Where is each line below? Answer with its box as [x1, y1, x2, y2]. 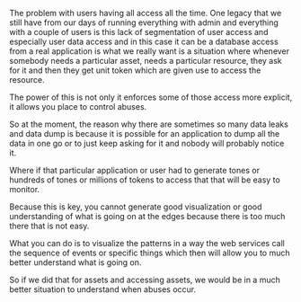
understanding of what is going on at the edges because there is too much [9, 211, 286, 221]
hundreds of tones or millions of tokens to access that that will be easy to [9, 174, 280, 185]
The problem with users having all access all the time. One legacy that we [9, 8, 282, 18]
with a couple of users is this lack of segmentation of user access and [9, 27, 269, 37]
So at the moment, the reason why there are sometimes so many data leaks [9, 119, 289, 129]
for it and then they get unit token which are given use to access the [9, 65, 261, 75]
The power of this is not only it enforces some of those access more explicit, [9, 92, 293, 102]
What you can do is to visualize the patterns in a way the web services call [9, 238, 285, 248]
